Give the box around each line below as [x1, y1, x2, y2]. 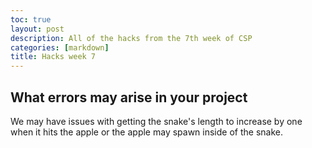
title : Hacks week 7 [10, 52, 97, 62]
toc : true [10, 14, 52, 25]
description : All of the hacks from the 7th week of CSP [10, 33, 253, 43]
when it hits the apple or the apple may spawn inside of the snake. [10, 126, 283, 138]
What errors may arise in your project [10, 89, 248, 106]
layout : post [10, 24, 65, 34]
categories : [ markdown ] [10, 42, 110, 53]
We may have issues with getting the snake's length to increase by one [10, 115, 303, 127]
